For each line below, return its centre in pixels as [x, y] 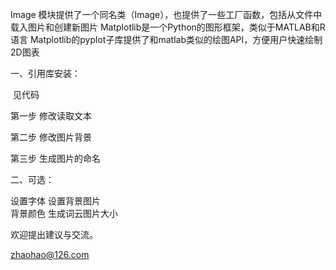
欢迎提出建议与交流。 [54, 234]
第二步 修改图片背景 [51, 137]
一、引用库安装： [45, 73]
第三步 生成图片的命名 [55, 158]
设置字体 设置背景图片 [55, 201]
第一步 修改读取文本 [51, 116]
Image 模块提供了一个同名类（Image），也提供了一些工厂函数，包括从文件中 [166, 14]
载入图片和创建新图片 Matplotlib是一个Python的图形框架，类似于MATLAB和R [168, 27]
